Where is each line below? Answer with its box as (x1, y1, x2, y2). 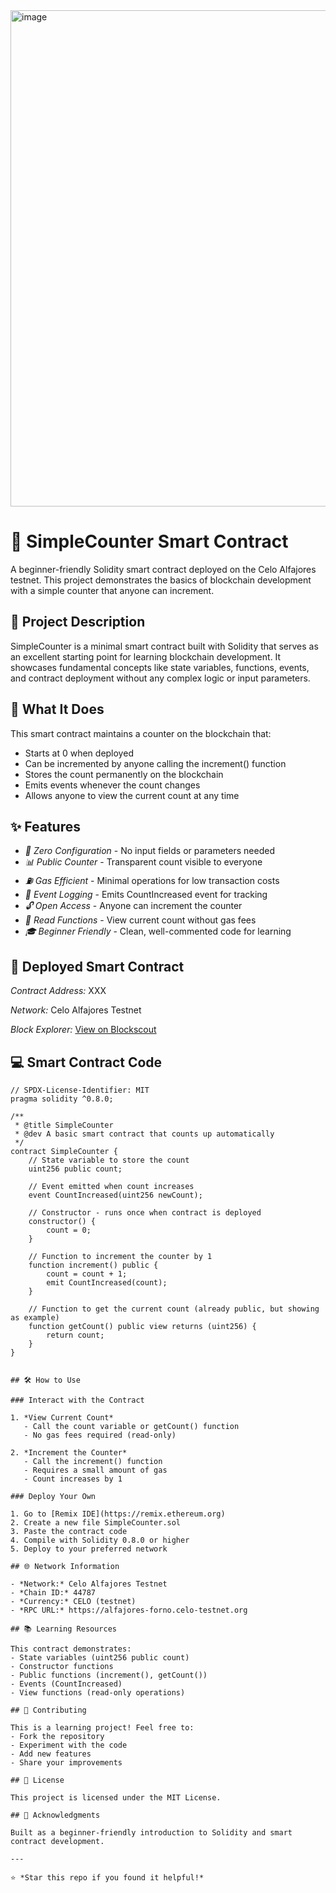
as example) (10, 1313, 60, 1323)
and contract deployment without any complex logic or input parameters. (10, 672, 311, 684)
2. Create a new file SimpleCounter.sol (10, 1518, 182, 1528)
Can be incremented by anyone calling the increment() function (24, 757, 287, 769)
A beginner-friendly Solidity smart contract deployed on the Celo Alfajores (10, 563, 317, 575)
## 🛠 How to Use (10, 1375, 81, 1385)
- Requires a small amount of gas (23, 1465, 168, 1475)
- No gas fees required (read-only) (23, 1430, 177, 1440)
